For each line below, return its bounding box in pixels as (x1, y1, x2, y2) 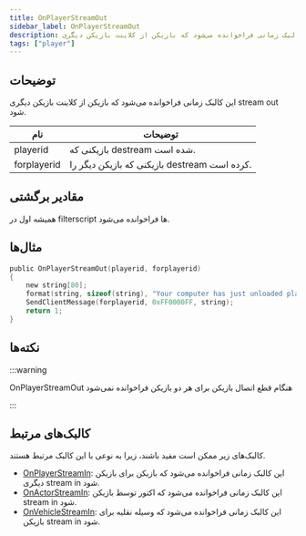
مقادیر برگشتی (9, 189, 85, 205)
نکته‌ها (9, 340, 40, 356)
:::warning (9, 364, 47, 375)
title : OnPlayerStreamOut (9, 13, 107, 23)
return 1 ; (25, 306, 64, 315)
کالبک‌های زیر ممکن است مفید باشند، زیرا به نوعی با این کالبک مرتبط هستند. (9, 450, 266, 461)
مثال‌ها (9, 240, 43, 255)
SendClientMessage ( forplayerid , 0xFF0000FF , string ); (25, 298, 234, 307)
